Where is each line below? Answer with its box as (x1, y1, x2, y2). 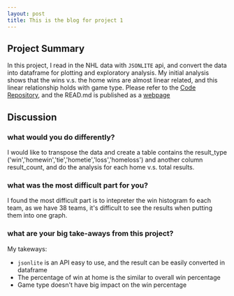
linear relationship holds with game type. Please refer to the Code (7, 83, 196, 92)
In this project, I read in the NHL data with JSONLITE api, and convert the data (7, 61, 227, 70)
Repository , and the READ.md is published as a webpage (7, 91, 170, 99)
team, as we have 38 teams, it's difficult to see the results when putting (7, 204, 213, 212)
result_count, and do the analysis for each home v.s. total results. (7, 163, 195, 171)
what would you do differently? (7, 132, 115, 142)
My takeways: (7, 244, 47, 253)
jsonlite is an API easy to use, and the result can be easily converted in (17, 258, 226, 267)
